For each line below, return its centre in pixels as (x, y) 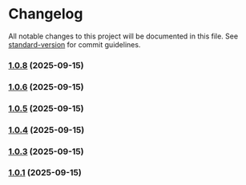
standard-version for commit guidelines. (75, 44)
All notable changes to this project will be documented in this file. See (123, 36)
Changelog (46, 14)
